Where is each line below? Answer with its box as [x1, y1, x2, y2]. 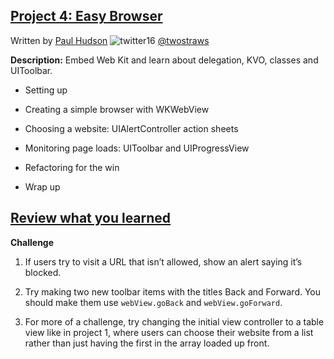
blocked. [24, 266, 62, 278]
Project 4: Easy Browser [10, 8, 163, 25]
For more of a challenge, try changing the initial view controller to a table [24, 315, 325, 328]
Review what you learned [10, 210, 172, 227]
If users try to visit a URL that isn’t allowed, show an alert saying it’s [24, 255, 303, 268]
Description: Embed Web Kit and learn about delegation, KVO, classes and [10, 54, 319, 66]
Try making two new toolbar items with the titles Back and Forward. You [24, 285, 322, 298]
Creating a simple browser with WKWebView [24, 103, 210, 115]
